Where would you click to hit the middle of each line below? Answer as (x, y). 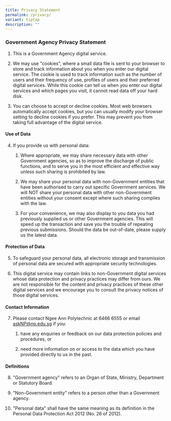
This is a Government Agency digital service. (60, 53)
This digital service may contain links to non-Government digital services (89, 273)
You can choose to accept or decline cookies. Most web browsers (82, 106)
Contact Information (27, 307)
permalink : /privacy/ (28, 15)
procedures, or (36, 339)
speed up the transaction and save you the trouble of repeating (87, 224)
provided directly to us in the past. (56, 354)
